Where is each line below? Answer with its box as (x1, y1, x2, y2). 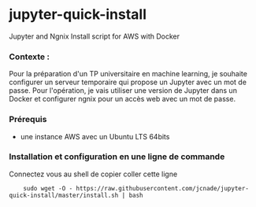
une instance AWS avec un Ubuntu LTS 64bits (20, 131, 170, 141)
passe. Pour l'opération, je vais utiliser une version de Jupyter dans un (9, 86, 237, 95)
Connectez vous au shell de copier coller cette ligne (9, 169, 178, 179)
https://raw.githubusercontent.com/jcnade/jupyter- (76, 184, 249, 192)
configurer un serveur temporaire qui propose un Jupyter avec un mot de (9, 77, 247, 87)
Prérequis (9, 114, 47, 125)
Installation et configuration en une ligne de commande (9, 151, 225, 162)
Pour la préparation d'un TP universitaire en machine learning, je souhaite (9, 69, 247, 79)
